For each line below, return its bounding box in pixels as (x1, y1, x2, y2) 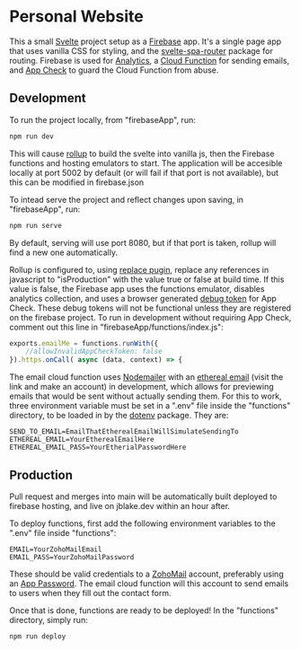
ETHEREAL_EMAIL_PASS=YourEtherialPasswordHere (9, 443, 187, 452)
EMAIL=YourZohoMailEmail (9, 545, 102, 554)
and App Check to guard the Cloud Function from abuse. (9, 65, 219, 75)
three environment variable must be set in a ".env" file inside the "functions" (9, 400, 291, 411)
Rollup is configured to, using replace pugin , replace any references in (9, 264, 269, 275)
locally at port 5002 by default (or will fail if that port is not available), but (9, 167, 279, 178)
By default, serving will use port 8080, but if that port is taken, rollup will (9, 237, 277, 248)
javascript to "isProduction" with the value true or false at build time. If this (9, 274, 285, 285)
